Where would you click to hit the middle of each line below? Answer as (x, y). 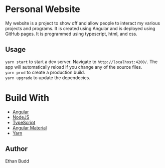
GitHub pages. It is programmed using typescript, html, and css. (71, 34)
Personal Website (43, 9)
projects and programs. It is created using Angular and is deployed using (80, 28)
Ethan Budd (17, 161)
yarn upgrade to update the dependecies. (48, 77)
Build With (27, 98)
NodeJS (21, 117)
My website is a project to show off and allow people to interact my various (83, 23)
